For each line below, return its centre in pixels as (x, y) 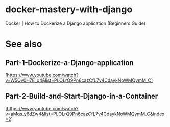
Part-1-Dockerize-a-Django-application (69, 63)
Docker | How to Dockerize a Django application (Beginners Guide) (76, 23)
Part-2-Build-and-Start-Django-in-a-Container (82, 96)
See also (24, 44)
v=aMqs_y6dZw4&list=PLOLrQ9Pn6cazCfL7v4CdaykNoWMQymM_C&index (85, 114)
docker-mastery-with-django (69, 9)
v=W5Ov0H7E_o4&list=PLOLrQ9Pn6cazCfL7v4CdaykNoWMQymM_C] (79, 80)
